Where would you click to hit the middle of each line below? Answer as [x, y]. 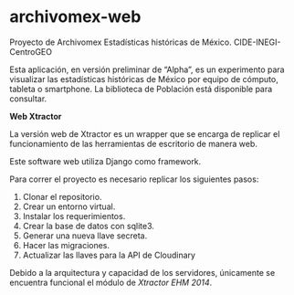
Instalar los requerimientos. [74, 216]
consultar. [28, 99]
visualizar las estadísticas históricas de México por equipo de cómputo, [144, 79]
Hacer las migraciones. [66, 245]
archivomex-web [75, 17]
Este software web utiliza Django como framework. [105, 161]
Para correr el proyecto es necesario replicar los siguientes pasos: [134, 179]
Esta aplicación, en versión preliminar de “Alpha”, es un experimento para [147, 69]
